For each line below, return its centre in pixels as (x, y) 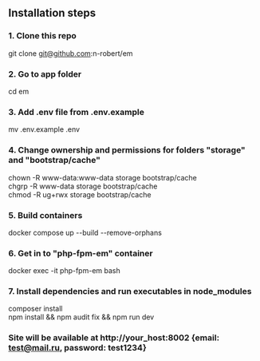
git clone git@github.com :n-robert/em (71, 53)
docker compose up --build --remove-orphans (85, 232)
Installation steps (52, 13)
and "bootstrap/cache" (55, 161)
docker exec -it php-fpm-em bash (65, 271)
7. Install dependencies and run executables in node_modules (130, 292)
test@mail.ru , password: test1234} (78, 348)
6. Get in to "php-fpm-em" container (81, 253)
